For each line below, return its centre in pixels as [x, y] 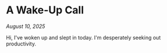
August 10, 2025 [26, 26]
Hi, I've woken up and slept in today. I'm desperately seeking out [83, 37]
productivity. [21, 44]
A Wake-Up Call [45, 10]
